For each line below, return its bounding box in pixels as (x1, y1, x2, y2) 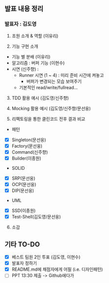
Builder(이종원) (11, 155, 41, 161)
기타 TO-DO (4, 240, 40, 249)
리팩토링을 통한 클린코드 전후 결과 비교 (11, 116, 85, 122)
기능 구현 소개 (11, 43, 38, 49)
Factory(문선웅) (11, 143, 43, 149)
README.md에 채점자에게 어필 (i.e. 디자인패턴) (11, 266, 103, 272)
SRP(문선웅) (11, 175, 35, 181)
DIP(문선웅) (11, 188, 34, 193)
